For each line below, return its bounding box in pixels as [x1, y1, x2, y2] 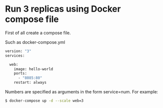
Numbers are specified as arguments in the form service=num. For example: [5, 89, 158, 95]
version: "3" [5, 49, 32, 54]
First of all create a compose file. [5, 30, 71, 36]
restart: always [14, 80, 47, 85]
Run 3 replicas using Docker [5, 3, 121, 15]
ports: [14, 71, 27, 76]
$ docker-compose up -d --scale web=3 [5, 98, 84, 103]
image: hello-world [14, 67, 54, 72]
